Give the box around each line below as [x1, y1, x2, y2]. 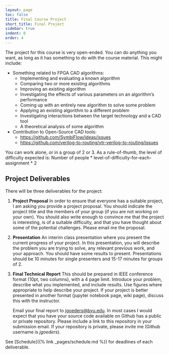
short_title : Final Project [5, 21, 65, 27]
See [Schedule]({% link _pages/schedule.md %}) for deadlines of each [5, 338, 153, 344]
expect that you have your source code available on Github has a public [12, 313, 161, 319]
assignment [5, 160, 30, 166]
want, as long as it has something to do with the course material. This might [5, 54, 162, 61]
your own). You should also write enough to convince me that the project [12, 214, 164, 220]
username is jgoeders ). [12, 329, 61, 335]
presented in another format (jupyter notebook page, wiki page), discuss [12, 292, 164, 298]
